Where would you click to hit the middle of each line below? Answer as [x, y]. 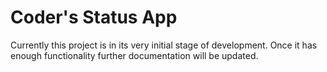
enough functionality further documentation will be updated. [134, 55]
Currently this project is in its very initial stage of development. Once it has [164, 45]
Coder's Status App [94, 17]
